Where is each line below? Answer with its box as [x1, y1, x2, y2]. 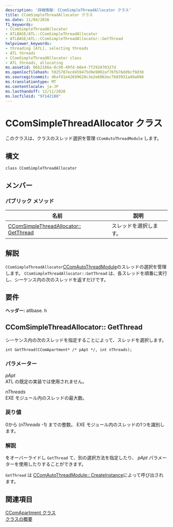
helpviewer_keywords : [5, 41, 52, 46]
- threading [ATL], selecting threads [5, 46, 89, 51]
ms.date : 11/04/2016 [5, 17, 50, 22]
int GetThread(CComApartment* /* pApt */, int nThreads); [5, 348, 132, 353]
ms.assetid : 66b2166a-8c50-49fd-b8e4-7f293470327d [5, 65, 116, 70]
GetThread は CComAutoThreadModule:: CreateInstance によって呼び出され [5, 472, 164, 478]
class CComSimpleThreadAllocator [5, 166, 77, 171]
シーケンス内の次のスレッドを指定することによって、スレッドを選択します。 [5, 337, 167, 343]
